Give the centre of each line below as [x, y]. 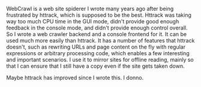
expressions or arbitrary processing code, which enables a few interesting [98, 53]
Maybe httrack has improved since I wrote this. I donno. [75, 78]
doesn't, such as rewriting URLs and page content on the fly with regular [96, 47]
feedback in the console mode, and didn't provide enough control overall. [97, 28]
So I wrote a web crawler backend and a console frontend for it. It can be [97, 34]
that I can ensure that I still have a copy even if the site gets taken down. [95, 66]
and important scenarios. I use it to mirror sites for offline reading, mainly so [100, 60]
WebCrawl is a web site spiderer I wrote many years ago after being [90, 9]
